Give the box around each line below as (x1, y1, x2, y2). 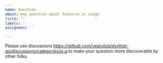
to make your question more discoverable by (68, 48, 158, 54)
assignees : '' (5, 25, 34, 30)
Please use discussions (5, 43, 52, 49)
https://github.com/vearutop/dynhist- (53, 43, 129, 49)
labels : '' (5, 21, 27, 26)
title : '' (5, 16, 25, 21)
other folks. (5, 53, 28, 59)
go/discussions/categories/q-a (5, 48, 68, 54)
